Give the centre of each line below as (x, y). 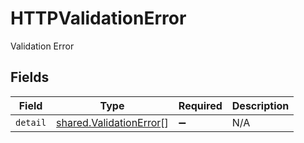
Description (260, 105)
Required (200, 105)
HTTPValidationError (98, 18)
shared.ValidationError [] (112, 122)
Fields (30, 77)
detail (31, 122)
